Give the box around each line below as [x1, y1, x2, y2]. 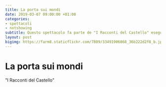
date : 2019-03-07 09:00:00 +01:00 [5, 12, 77, 17]
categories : [5, 16, 30, 21]
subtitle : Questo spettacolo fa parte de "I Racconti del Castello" [5, 30, 149, 35]
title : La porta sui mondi [5, 7, 61, 12]
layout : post [5, 35, 32, 40]
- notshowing [5, 26, 32, 31]
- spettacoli [5, 21, 32, 26]
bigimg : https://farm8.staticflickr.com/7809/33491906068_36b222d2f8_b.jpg [5, 40, 165, 44]
